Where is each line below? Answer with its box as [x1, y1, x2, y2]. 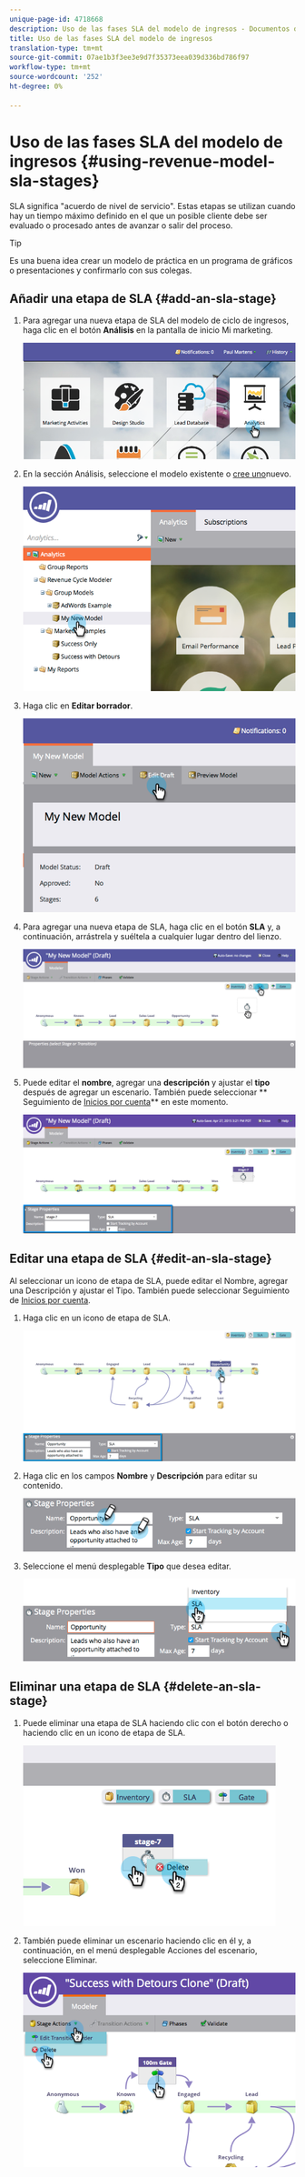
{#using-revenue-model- [80, 151, 275, 172]
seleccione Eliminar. [22, 1954, 98, 1965]
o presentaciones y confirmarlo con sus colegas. [9, 265, 192, 276]
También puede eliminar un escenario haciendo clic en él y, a [22, 1935, 251, 1946]
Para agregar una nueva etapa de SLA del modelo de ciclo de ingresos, [22, 315, 289, 326]
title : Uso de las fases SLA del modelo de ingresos [9, 34, 213, 43]
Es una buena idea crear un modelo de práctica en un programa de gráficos [9, 255, 293, 266]
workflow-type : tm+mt [9, 63, 92, 72]
